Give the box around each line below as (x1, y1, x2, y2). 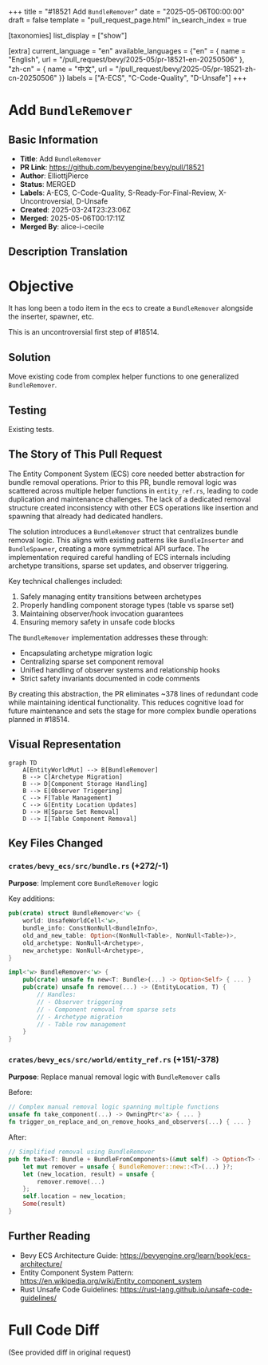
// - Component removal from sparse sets (37, 1006, 177, 1014)
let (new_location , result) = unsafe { (22, 1170, 156, 1178)
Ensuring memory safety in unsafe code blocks (19, 617, 175, 626)
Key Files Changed (8, 836, 104, 850)
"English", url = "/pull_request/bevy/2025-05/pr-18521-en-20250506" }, (8, 55, 245, 64)
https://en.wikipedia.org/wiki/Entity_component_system (19, 1276, 202, 1285)
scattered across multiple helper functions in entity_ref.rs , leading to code (8, 486, 258, 495)
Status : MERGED (19, 180, 76, 188)
